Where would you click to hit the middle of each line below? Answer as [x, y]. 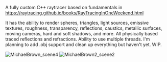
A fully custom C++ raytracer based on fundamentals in [64, 7]
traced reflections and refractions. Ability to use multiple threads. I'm [78, 39]
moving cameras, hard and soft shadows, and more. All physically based [82, 34]
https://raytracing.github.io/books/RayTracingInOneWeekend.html [75, 13]
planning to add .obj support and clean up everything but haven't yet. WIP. [83, 45]
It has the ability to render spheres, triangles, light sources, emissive [77, 23]
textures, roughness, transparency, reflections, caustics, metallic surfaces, [84, 28]
